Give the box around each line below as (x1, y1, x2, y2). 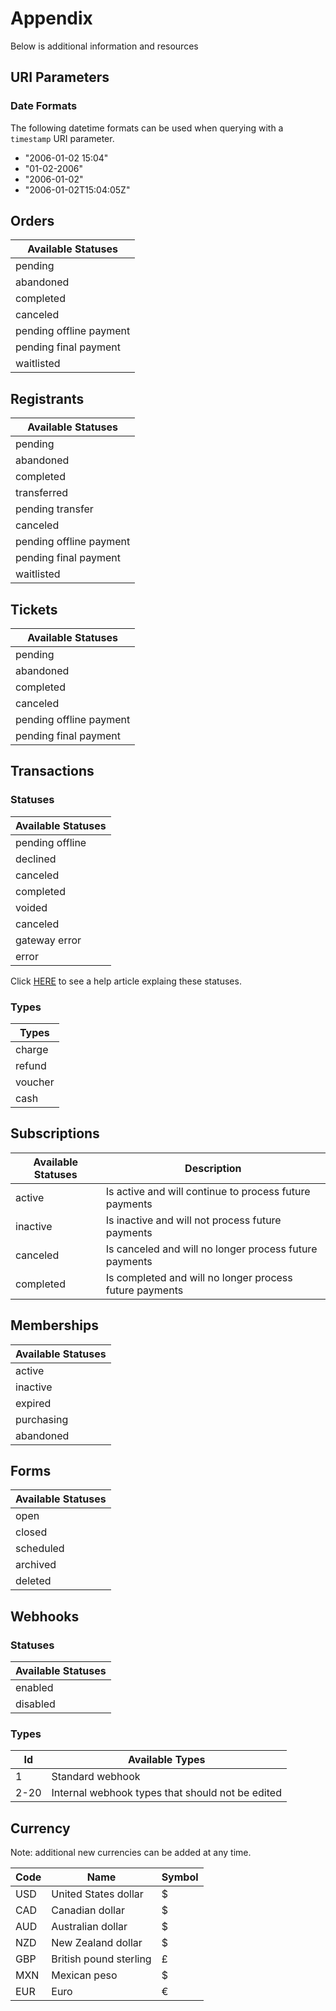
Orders (10, 213, 55, 230)
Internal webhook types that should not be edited (51, 1786, 282, 1800)
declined (15, 852, 57, 866)
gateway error (15, 933, 82, 947)
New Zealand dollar (51, 1936, 143, 1950)
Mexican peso (51, 1968, 118, 1982)
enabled (15, 1681, 54, 1695)
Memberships (10, 1317, 100, 1334)
